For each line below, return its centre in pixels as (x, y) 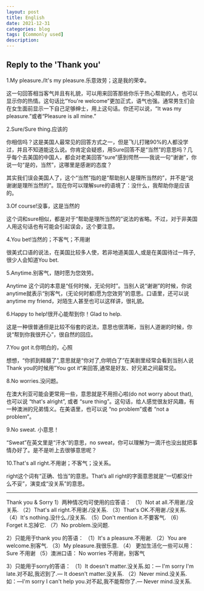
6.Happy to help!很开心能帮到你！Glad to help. (64, 313)
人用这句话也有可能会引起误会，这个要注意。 (62, 226)
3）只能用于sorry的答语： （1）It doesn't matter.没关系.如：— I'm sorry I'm (100, 566)
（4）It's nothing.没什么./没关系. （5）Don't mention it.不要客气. (87, 517)
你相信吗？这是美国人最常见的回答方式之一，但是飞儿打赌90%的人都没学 (97, 142)
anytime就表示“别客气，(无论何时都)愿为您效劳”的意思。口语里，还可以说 (98, 293)
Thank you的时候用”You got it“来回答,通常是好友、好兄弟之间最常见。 (93, 368)
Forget (15, 525)
